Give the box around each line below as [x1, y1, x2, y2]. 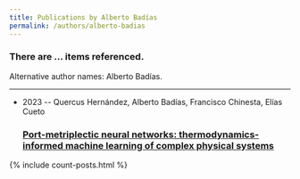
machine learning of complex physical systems [65, 139, 274, 151]
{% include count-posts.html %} [9, 159, 128, 170]
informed [21, 139, 64, 151]
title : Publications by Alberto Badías [9, 12, 158, 22]
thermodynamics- [178, 128, 260, 141]
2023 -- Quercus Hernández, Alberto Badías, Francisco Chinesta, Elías [21, 96, 283, 107]
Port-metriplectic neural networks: [21, 128, 177, 141]
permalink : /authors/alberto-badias [9, 21, 146, 30]
